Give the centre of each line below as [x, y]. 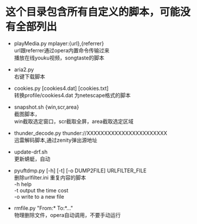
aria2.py [24, 69]
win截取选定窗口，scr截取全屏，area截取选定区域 [74, 121]
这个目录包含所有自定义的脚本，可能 [93, 12]
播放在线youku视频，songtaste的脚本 [59, 58]
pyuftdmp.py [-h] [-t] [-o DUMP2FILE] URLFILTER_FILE [80, 170]
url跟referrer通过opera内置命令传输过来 [62, 50]
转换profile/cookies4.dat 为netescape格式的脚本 [72, 95]
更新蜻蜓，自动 [32, 159]
